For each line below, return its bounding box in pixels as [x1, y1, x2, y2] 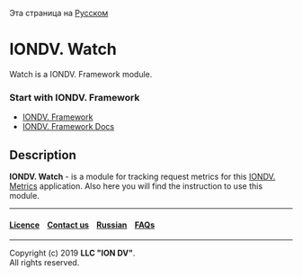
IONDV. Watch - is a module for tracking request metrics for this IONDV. [9, 171, 276, 183]
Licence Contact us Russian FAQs [9, 219, 155, 230]
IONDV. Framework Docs [22, 121, 115, 132]
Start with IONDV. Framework [9, 91, 140, 103]
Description [9, 147, 76, 163]
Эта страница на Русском [9, 8, 109, 18]
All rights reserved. [9, 257, 80, 268]
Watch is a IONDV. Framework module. [9, 68, 153, 79]
